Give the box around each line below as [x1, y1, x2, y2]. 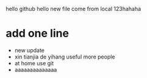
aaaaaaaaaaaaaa [14, 66, 57, 73]
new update [14, 46, 45, 54]
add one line [5, 27, 70, 40]
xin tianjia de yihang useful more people [14, 53, 115, 60]
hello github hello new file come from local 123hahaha [5, 5, 142, 12]
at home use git [14, 59, 54, 66]
